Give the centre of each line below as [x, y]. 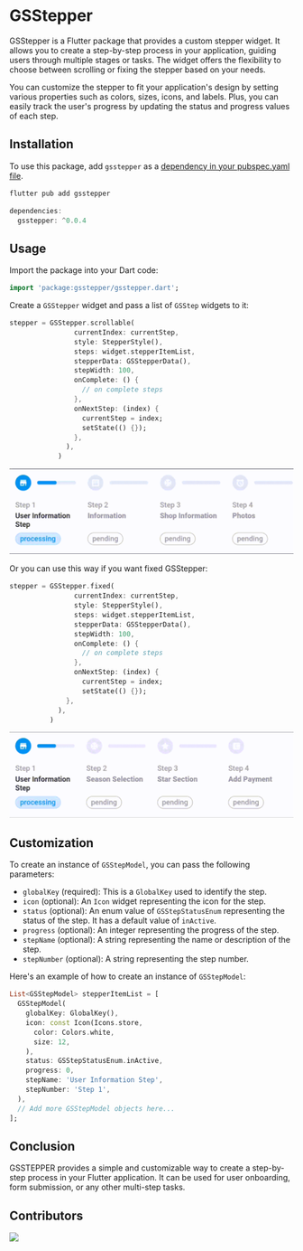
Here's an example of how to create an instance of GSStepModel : [128, 976]
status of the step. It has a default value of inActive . [119, 921]
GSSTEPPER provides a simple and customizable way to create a [130, 1168]
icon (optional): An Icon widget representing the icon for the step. [144, 901]
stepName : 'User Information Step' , [95, 1080]
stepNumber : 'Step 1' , [68, 1090]
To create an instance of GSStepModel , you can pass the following [130, 865]
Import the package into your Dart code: [84, 270]
